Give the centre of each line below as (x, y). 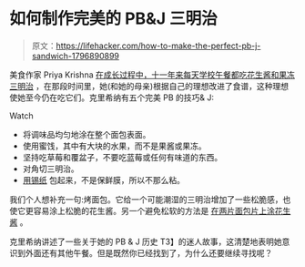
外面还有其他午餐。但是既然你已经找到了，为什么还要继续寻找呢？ (149, 252)
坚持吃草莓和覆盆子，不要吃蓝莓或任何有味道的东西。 (122, 157)
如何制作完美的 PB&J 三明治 (114, 19)
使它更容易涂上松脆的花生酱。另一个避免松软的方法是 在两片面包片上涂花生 (150, 211)
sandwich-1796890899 (76, 56)
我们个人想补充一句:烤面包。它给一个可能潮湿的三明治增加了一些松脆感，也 (150, 199)
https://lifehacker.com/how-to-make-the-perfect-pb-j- (158, 46)
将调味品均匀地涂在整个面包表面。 (86, 134)
